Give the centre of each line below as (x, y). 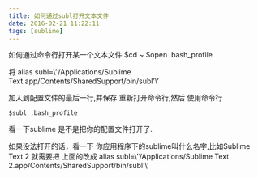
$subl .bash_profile (43, 113)
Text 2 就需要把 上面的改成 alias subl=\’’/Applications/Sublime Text (119, 157)
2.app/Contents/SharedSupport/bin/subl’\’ (79, 166)
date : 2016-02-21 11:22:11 (54, 23)
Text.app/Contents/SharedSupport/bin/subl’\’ (84, 81)
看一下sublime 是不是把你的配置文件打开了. (80, 129)
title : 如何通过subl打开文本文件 (59, 16)
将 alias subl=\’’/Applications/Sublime (70, 72)
